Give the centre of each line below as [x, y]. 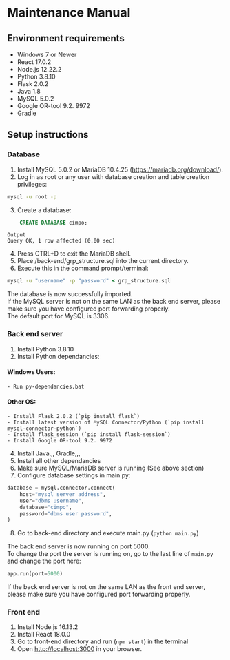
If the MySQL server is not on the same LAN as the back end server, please [114, 302]
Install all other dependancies [59, 461]
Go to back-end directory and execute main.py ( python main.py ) [108, 533]
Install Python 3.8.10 [45, 349]
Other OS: [22, 402]
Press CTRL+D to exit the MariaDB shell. [74, 254]
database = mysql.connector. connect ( [61, 488]
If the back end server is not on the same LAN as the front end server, [106, 587]
